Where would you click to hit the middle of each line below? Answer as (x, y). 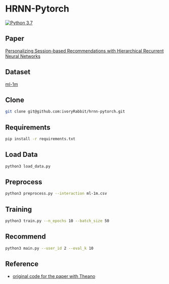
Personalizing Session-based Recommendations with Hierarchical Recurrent (84, 50)
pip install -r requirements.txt (40, 139)
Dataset (18, 72)
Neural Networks (23, 56)
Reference (22, 264)
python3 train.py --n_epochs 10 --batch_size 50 (57, 221)
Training (19, 209)
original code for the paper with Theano (54, 276)
